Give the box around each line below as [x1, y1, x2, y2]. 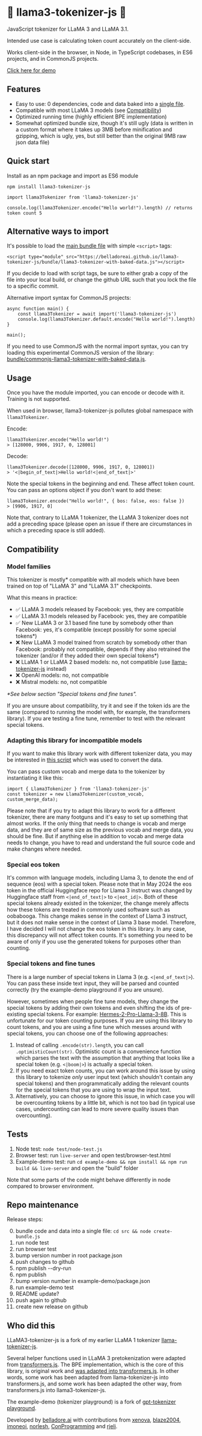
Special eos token [7, 860, 60, 869]
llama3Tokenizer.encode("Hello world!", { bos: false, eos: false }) [7, 498, 185, 505]
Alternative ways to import [7, 226, 109, 237]
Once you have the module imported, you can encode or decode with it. [7, 389, 185, 396]
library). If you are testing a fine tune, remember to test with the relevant [7, 715, 186, 722]
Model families [7, 562, 51, 571]
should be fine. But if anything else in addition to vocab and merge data [7, 833, 184, 840]
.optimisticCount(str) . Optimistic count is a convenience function [15, 1048, 182, 1055]
